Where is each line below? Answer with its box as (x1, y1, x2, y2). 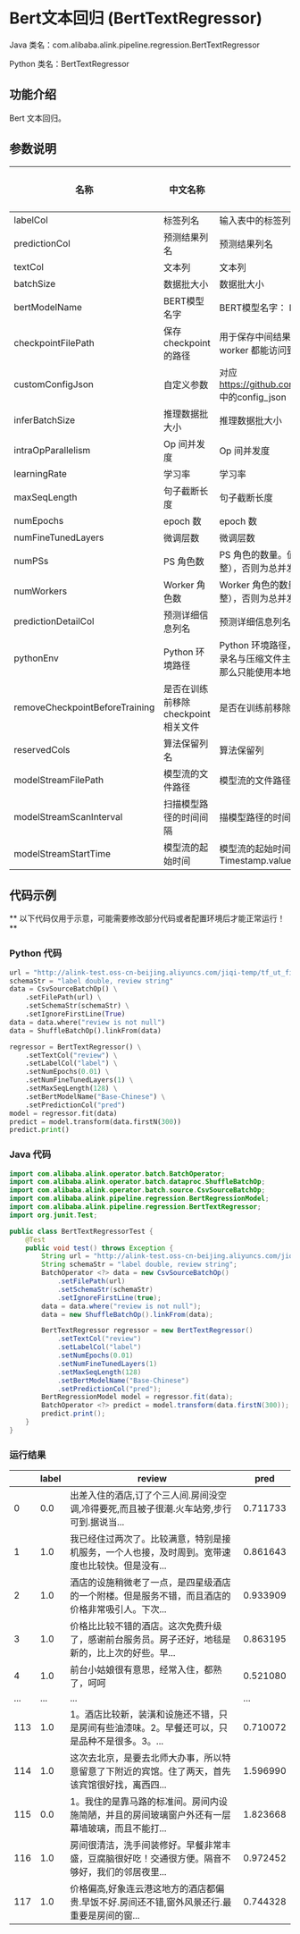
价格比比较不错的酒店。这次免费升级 (70, 1620, 222, 1633)
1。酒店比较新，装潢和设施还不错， (70, 1709, 220, 1721)
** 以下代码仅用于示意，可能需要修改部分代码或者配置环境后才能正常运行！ (9, 913, 286, 924)
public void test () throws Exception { (25, 1244, 174, 1253)
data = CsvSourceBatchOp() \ (9, 984, 118, 993)
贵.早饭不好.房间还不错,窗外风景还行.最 (70, 1896, 232, 1909)
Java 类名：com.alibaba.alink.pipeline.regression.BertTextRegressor (9, 39, 261, 50)
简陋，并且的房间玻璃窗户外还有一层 (79, 1809, 231, 1821)
